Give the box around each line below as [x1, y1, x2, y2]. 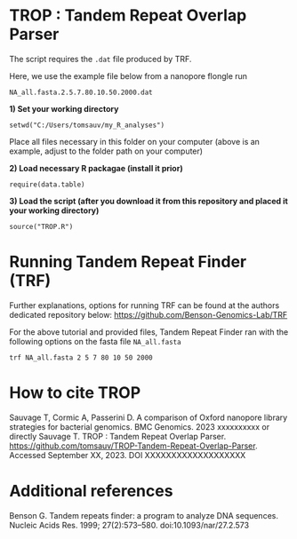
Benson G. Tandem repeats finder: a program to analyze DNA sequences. [9, 510, 278, 520]
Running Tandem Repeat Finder [9, 252, 247, 272]
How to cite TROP [9, 383, 141, 403]
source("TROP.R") [9, 222, 74, 231]
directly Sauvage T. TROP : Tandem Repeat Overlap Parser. [9, 431, 227, 441]
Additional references [9, 481, 173, 501]
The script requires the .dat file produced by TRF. [9, 53, 192, 64]
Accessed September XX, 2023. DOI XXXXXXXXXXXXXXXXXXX [9, 449, 246, 460]
